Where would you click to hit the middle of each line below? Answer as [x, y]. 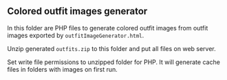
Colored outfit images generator [77, 11]
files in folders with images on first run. [63, 69]
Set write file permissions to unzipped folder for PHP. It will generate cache [113, 62]
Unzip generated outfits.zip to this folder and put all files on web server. [112, 48]
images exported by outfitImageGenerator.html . [76, 35]
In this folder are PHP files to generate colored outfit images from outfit [108, 28]
